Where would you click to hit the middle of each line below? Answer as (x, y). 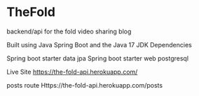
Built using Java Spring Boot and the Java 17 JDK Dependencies (99, 45)
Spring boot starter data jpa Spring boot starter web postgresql (98, 58)
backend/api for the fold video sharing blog (69, 31)
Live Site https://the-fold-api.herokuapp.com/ (72, 72)
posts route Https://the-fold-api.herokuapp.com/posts (84, 85)
